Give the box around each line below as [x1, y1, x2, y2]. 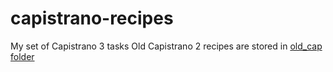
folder [10, 50, 35, 62]
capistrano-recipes [10, 7, 174, 30]
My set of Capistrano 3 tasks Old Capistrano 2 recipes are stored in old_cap [10, 40, 323, 52]
